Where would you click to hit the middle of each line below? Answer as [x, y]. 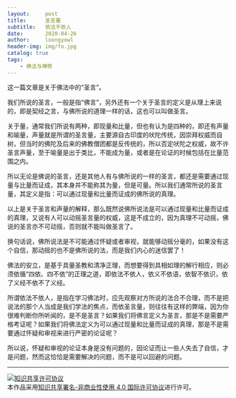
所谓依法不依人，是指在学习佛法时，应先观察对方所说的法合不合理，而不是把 [118, 297]
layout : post [33, 14]
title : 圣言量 [34, 20]
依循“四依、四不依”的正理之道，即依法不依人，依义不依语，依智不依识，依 [120, 274]
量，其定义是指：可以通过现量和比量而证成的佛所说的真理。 [93, 194]
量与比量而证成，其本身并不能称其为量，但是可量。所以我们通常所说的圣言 [115, 185]
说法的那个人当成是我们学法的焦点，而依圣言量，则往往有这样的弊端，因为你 [118, 306]
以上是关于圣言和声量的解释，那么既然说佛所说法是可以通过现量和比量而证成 [118, 209]
